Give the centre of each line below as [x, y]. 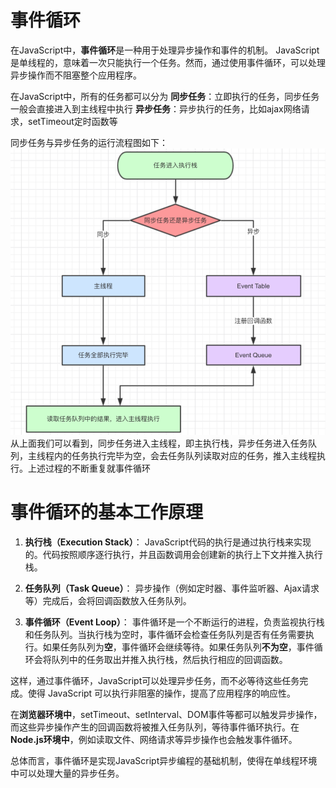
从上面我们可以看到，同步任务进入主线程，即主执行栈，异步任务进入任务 [159, 443]
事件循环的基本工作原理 [107, 512]
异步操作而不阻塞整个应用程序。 [76, 75]
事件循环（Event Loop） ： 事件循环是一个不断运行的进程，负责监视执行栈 [174, 622]
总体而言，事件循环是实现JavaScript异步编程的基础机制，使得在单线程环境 [164, 760]
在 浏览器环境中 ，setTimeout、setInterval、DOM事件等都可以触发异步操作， [166, 714]
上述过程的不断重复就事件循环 [89, 468]
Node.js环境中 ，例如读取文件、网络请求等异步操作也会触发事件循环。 [154, 739]
